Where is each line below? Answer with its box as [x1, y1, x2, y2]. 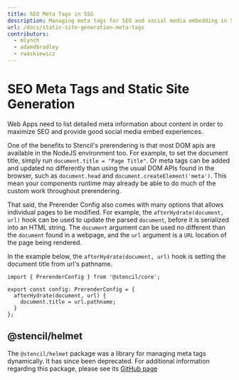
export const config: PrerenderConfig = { [7, 286, 135, 293]
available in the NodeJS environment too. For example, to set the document [7, 148, 229, 157]
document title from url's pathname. [7, 260, 113, 268]
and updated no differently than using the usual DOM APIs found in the [7, 163, 215, 172]
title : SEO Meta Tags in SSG [7, 10, 94, 18]
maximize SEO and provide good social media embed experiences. [7, 127, 203, 135]
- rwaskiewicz [14, 51, 55, 58]
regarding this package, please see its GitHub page [7, 364, 158, 373]
